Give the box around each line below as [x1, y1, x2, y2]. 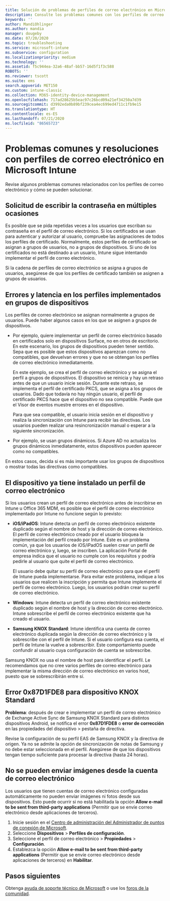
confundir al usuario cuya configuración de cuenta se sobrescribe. [12, 647, 152, 653]
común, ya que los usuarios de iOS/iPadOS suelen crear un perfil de [12, 542, 155, 548]
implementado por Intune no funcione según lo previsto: [5, 511, 122, 516]
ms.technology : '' [5, 59, 44, 65]
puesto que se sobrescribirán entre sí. [5, 673, 84, 679]
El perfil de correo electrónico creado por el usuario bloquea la [12, 532, 144, 537]
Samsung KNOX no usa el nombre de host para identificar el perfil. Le [5, 657, 151, 663]
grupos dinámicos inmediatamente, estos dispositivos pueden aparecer [12, 443, 162, 449]
